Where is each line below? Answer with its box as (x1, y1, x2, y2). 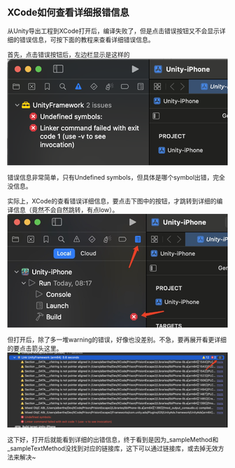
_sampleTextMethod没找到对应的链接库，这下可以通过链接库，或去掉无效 (7, 444, 218, 453)
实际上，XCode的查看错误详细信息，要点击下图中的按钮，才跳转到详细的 (7, 196, 217, 205)
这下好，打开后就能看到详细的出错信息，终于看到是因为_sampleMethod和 (7, 435, 219, 443)
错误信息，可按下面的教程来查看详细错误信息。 (19, 35, 155, 44)
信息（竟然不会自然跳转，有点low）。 (13, 206, 119, 214)
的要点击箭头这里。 (7, 344, 63, 352)
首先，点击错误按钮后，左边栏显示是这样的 (7, 50, 130, 58)
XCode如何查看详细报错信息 (7, 6, 129, 19)
